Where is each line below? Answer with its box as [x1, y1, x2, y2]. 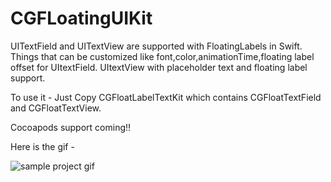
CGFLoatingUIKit [10, 7, 153, 30]
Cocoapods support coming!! [10, 121, 132, 133]
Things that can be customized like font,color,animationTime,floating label [10, 50, 315, 62]
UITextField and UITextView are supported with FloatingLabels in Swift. [10, 40, 303, 52]
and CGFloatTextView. [10, 102, 102, 114]
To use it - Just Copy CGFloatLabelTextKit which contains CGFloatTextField [10, 91, 322, 103]
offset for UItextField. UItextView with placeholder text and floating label [10, 61, 308, 73]
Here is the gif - [10, 140, 75, 152]
